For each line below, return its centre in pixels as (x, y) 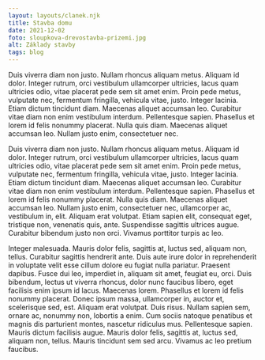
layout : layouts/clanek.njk (54, 15)
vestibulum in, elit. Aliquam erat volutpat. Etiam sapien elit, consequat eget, (130, 216)
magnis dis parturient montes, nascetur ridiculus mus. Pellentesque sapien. (131, 324)
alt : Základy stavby (42, 45)
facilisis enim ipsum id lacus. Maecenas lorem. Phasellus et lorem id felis (126, 290)
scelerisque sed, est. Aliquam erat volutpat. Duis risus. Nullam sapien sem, (129, 307)
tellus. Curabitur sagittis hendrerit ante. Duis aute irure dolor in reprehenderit (132, 257)
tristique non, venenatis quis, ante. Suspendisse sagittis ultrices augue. (124, 225)
